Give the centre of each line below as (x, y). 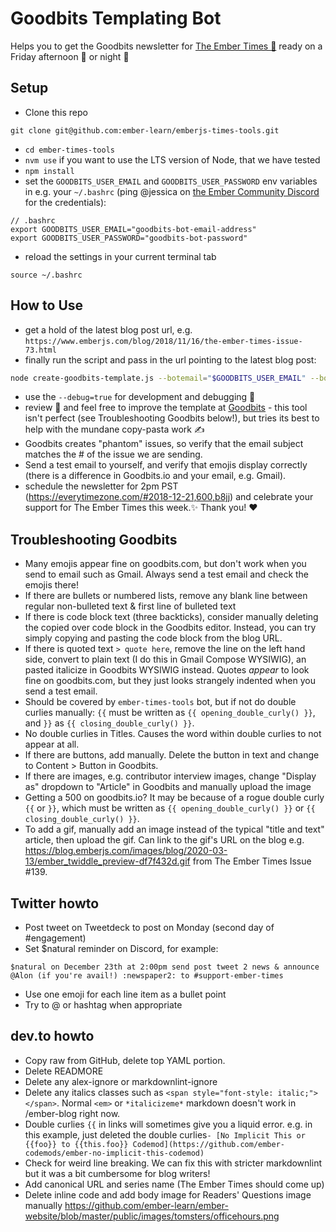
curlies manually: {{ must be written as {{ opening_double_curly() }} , (170, 713)
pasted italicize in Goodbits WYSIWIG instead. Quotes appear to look (167, 670)
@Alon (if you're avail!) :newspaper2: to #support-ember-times (147, 976)
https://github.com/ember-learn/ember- (146, 1205)
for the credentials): (65, 202)
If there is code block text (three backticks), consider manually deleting (171, 617)
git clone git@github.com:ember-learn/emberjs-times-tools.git (145, 130)
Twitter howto (55, 903)
